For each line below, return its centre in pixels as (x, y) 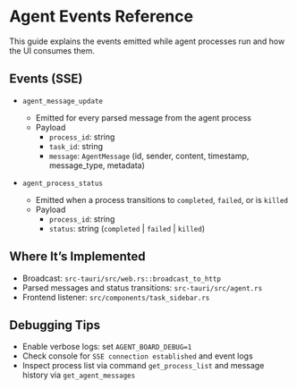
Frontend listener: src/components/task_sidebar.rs (116, 297)
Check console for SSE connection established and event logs (137, 356)
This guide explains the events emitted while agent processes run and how (147, 41)
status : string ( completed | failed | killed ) (127, 228)
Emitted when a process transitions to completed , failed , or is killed (162, 199)
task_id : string (76, 146)
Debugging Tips (55, 325)
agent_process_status (62, 183)
